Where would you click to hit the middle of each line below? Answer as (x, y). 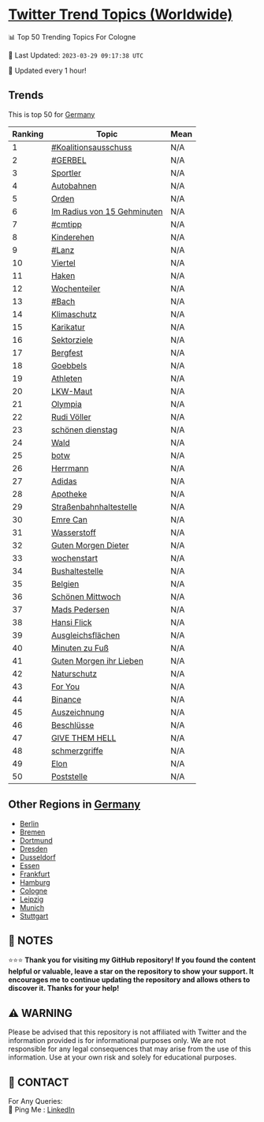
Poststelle (69, 776)
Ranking (28, 134)
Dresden (33, 849)
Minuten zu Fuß (80, 648)
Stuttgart (34, 916)
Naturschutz (74, 673)
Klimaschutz (74, 314)
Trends (26, 95)
